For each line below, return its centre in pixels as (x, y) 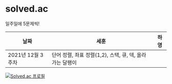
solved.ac (27, 9)
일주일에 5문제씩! (23, 23)
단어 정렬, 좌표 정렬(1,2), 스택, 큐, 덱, (93, 55)
